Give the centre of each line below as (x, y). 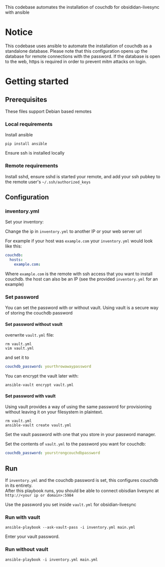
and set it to (17, 358)
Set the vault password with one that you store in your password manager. (81, 435)
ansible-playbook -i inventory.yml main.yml (51, 560)
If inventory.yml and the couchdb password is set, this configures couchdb (82, 480)
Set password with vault (30, 396)
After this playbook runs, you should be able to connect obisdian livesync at (82, 491)
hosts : (16, 260)
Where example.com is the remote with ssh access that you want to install (79, 274)
